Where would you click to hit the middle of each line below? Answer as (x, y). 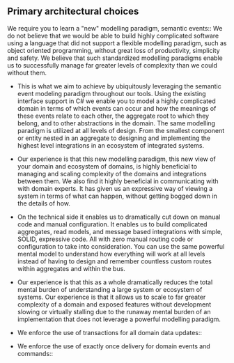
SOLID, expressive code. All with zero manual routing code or (105, 239)
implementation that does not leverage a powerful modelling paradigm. (119, 319)
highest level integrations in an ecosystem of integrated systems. (110, 145)
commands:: (35, 353)
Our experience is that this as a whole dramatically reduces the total (115, 282)
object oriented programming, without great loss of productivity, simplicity (114, 50)
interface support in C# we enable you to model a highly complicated (116, 101)
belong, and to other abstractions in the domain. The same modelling (116, 123)
